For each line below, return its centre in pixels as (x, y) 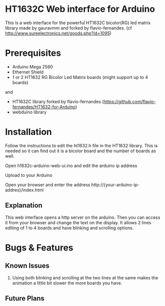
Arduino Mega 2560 (33, 67)
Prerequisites (33, 53)
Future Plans (25, 298)
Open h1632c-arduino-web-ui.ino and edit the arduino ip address (71, 166)
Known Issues (27, 266)
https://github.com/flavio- (130, 102)
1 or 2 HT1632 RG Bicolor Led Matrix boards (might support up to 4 (80, 77)
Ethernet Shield (28, 72)
